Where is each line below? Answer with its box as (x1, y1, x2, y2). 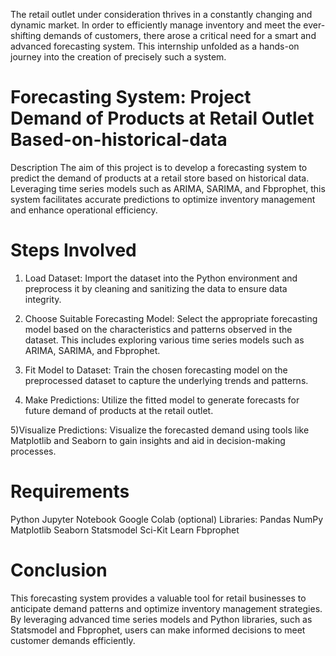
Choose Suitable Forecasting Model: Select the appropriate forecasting (24, 312, 318, 324)
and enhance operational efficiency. (10, 204, 158, 216)
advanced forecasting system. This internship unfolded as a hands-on (10, 40, 300, 52)
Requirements (10, 480, 130, 503)
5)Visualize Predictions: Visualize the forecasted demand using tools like (10, 424, 310, 436)
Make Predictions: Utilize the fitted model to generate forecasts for (24, 394, 300, 406)
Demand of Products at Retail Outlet (10, 107, 315, 130)
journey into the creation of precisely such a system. (10, 51, 227, 63)
